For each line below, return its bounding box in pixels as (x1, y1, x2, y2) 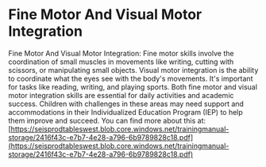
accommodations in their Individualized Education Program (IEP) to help (8, 107, 244, 116)
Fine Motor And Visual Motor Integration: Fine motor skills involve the (8, 48, 234, 58)
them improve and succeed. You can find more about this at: (8, 116, 206, 125)
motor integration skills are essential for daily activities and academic (8, 90, 234, 100)
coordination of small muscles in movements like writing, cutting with (8, 57, 234, 66)
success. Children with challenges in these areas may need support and (8, 99, 245, 108)
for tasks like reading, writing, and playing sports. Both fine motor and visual (8, 82, 258, 92)
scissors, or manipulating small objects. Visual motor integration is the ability (8, 65, 259, 74)
